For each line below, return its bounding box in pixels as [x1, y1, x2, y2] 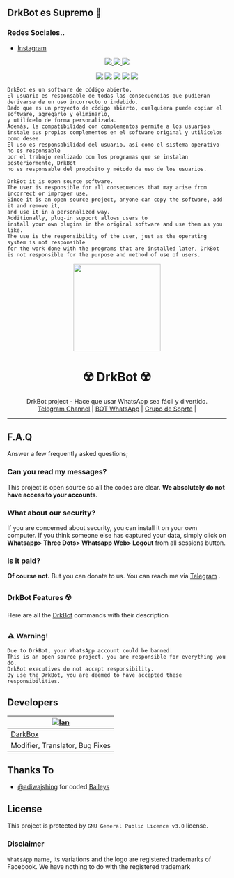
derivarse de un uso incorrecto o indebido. [7, 98, 139, 105]
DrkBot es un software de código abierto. [7, 86, 132, 93]
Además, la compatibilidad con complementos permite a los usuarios [7, 123, 210, 130]
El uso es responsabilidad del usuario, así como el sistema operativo [7, 141, 219, 148]
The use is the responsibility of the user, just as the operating [7, 233, 208, 240]
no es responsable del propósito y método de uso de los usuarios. [7, 166, 208, 173]
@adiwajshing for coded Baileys [17, 783, 110, 791]
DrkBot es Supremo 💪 [7, 7, 102, 19]
